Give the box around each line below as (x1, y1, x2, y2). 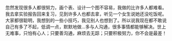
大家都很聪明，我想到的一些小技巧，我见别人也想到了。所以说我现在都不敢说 (5, 17, 167, 23)
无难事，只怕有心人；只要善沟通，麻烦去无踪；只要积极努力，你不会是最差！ (5, 30, 167, 36)
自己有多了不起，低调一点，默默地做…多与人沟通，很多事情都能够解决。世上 (5, 24, 166, 30)
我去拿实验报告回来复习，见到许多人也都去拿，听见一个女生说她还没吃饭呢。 (5, 11, 167, 17)
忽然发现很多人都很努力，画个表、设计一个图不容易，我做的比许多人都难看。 (5, 5, 167, 10)
